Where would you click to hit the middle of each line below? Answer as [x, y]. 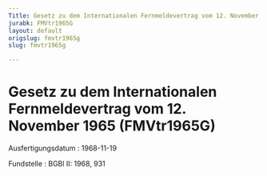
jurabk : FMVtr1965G [41, 23]
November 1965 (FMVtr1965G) [112, 126]
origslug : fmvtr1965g [44, 38]
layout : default [35, 30]
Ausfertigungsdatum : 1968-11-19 [63, 148]
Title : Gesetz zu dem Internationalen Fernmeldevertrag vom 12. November [134, 16]
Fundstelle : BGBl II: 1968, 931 [57, 164]
